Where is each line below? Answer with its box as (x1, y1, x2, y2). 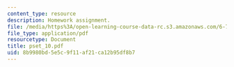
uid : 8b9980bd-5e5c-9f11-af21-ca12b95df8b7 (7, 50, 136, 57)
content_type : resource (7, 10, 77, 17)
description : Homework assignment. (7, 17, 111, 24)
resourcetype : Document (7, 36, 77, 43)
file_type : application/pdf (7, 29, 89, 37)
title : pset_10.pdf (7, 43, 64, 50)
